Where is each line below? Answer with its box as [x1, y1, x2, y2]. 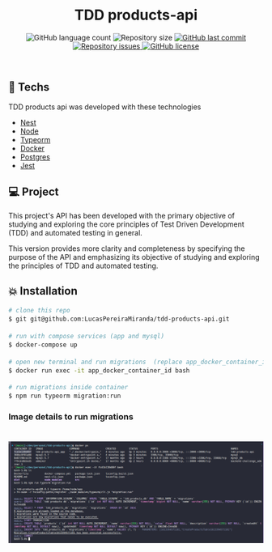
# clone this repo [8, 307, 70, 315]
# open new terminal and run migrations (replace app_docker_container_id [8, 358, 270, 366]
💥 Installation [8, 284, 79, 298]
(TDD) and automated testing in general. [8, 227, 143, 237]
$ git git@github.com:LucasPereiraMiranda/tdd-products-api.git [8, 315, 230, 324]
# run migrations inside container [8, 384, 129, 392]
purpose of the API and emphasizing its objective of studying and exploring [8, 252, 260, 261]
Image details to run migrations [8, 410, 134, 422]
